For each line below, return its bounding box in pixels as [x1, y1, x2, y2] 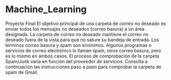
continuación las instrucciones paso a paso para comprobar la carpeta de [5, 64, 162, 70]
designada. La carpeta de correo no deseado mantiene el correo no [5, 31, 149, 37]
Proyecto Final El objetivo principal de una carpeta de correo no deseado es [5, 20, 166, 26]
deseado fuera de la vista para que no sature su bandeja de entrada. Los [5, 37, 159, 43]
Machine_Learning [5, 4, 87, 15]
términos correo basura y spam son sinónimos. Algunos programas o [5, 42, 152, 48]
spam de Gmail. [5, 69, 39, 75]
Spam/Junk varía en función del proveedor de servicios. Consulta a [5, 58, 148, 64]
